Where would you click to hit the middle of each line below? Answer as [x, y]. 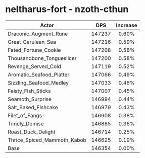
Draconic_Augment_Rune [38, 34]
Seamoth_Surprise [30, 99]
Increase [127, 25]
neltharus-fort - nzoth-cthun [67, 9]
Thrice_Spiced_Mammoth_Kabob [47, 140]
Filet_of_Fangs [25, 115]
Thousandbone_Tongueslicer [42, 58]
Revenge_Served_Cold [35, 66]
